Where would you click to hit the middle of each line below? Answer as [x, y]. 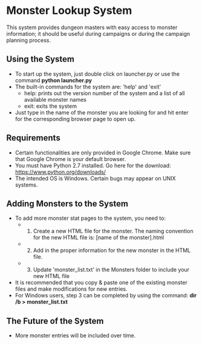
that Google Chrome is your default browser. [70, 159]
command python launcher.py [54, 80]
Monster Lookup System [69, 11]
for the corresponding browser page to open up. [75, 119]
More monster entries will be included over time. [75, 336]
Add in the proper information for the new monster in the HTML [112, 250]
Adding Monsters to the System [67, 203]
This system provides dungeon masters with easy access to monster [92, 27]
